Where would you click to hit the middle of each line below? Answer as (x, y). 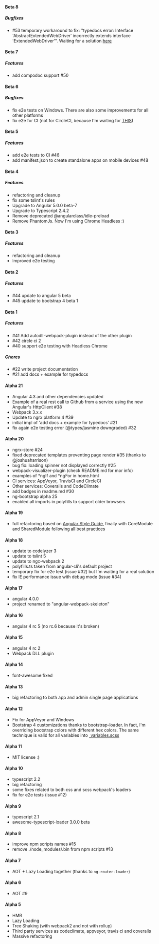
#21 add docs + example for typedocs (50, 374)
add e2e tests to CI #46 (36, 155)
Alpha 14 (14, 665)
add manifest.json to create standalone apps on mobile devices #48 (80, 160)
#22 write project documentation (45, 369)
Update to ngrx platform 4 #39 (43, 417)
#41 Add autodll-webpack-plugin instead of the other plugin (72, 335)
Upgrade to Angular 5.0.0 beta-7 (45, 205)
